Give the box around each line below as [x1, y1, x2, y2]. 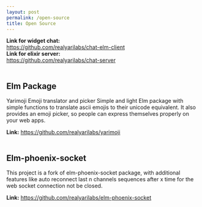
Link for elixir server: [6, 50, 61, 58]
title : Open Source [6, 20, 56, 26]
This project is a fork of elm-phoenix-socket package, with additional [6, 169, 181, 176]
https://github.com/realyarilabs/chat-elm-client [6, 43, 125, 51]
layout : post [6, 9, 40, 15]
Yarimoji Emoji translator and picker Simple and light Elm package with [6, 97, 184, 105]
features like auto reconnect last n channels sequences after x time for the [6, 176, 194, 183]
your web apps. [6, 117, 46, 124]
